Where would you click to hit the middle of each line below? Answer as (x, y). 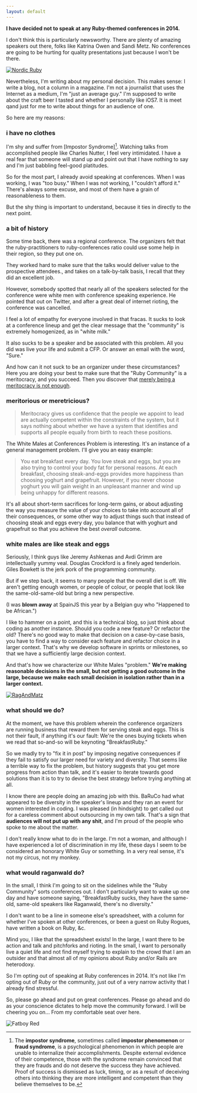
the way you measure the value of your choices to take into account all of (95, 510)
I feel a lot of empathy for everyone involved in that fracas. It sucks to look (96, 319)
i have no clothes (31, 133)
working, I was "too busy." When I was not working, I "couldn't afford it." (93, 183)
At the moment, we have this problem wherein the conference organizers (94, 723)
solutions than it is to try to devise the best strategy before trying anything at (98, 778)
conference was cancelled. (39, 307)
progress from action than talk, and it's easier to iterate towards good (90, 772)
